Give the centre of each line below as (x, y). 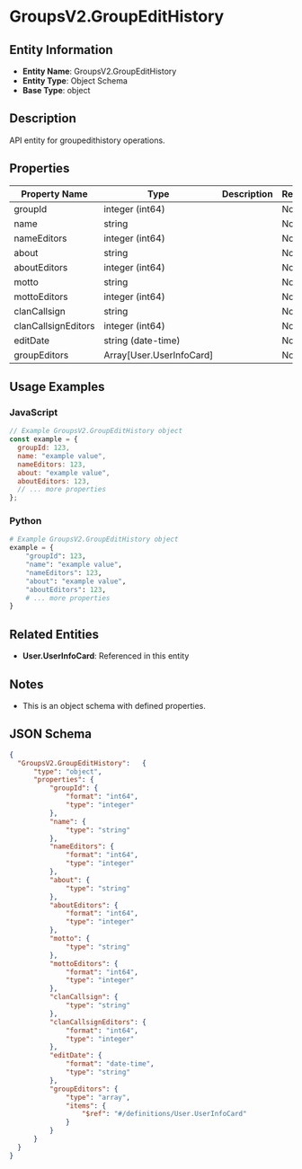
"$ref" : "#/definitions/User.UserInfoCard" (164, 1114)
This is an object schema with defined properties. (114, 705)
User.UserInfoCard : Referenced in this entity (106, 656)
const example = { (44, 439)
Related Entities (54, 634)
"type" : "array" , (98, 1097)
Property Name (54, 193)
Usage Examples (57, 387)
